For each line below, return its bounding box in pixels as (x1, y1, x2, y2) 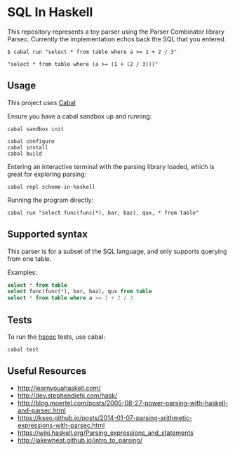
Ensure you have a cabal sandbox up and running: (7, 112, 152, 120)
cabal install (7, 144, 49, 151)
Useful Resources (7, 365, 87, 377)
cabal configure (7, 137, 55, 144)
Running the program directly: (7, 196, 93, 204)
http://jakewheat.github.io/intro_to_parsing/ (17, 436, 142, 444)
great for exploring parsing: (7, 170, 86, 178)
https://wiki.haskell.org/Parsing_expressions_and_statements (17, 429, 194, 437)
